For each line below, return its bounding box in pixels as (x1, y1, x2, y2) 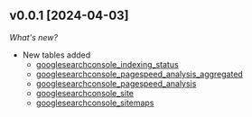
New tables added (22, 49, 91, 60)
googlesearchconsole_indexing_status (35, 58, 179, 69)
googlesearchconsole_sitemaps (35, 97, 154, 108)
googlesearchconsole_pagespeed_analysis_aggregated (35, 68, 244, 79)
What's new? (9, 31, 59, 42)
